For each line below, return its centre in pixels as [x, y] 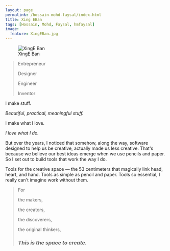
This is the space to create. [52, 242]
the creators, [31, 210]
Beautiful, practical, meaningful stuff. [44, 113]
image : [12, 29]
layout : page [19, 10]
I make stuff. [18, 103]
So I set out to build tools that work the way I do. [56, 159]
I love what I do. [22, 133]
